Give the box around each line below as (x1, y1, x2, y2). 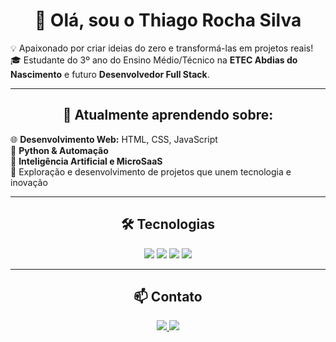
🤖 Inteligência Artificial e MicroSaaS (10, 155, 163, 167)
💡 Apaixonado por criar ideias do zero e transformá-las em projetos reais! (10, 42, 314, 54)
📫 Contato (133, 288, 203, 305)
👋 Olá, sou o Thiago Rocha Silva (34, 9, 302, 32)
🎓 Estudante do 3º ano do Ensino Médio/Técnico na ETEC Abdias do (10, 54, 298, 66)
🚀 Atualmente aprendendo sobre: (62, 107, 274, 124)
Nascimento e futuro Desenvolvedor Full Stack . (10, 68, 210, 80)
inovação (10, 176, 48, 188)
